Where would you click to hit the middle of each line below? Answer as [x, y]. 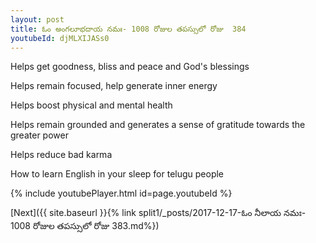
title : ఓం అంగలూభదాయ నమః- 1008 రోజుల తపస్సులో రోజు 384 [128, 29]
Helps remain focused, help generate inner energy [114, 86]
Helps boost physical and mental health [91, 105]
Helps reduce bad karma [61, 155]
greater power [39, 135]
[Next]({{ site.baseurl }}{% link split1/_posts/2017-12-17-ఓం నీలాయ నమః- [158, 213]
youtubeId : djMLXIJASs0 [60, 38]
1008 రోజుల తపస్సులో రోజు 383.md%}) [85, 226]
